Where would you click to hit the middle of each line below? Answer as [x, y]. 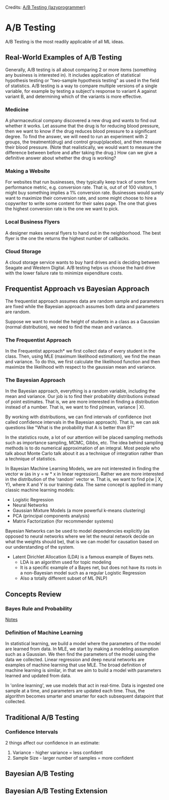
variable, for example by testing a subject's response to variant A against [81, 91]
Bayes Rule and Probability [39, 608]
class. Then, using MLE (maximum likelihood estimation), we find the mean [83, 356]
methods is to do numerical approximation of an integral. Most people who [83, 448]
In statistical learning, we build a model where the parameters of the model [83, 644]
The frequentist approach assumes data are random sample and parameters [84, 301]
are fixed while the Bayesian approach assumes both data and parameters [82, 306]
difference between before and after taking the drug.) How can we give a [81, 153]
